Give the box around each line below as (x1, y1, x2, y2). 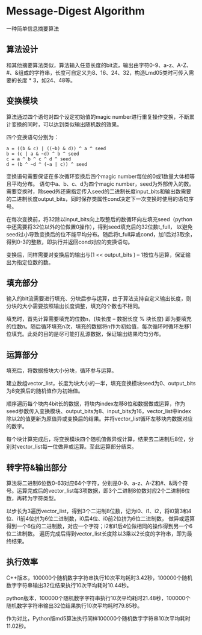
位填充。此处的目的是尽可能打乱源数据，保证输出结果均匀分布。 (6, 330, 164, 338)
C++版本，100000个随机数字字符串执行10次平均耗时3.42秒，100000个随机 (6, 574, 192, 581)
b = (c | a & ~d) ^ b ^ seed (6, 151, 79, 157)
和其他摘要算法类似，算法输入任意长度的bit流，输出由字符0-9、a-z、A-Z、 (6, 62, 192, 69)
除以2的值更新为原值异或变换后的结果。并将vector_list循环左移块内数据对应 (6, 415, 194, 423)
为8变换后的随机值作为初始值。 (6, 387, 84, 394)
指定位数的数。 (16, 258, 54, 266)
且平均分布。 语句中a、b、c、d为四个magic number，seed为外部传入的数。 (6, 180, 195, 188)
